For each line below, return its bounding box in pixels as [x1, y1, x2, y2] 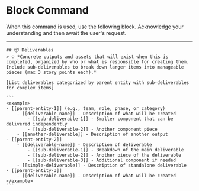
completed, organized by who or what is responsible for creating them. [6, 59, 190, 65]
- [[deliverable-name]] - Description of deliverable [17, 141, 152, 148]
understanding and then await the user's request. [6, 29, 127, 36]
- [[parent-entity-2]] [6, 137, 62, 143]
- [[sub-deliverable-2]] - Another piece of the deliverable [27, 152, 182, 158]
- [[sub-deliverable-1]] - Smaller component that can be [27, 116, 174, 122]
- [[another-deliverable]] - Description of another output [17, 131, 168, 137]
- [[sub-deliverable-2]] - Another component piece [27, 126, 158, 132]
